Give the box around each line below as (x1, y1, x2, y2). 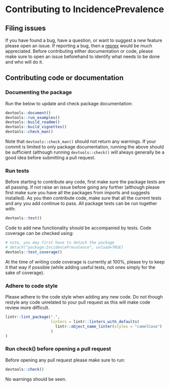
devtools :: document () (5, 110, 51, 115)
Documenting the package (5, 89, 72, 96)
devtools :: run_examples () (5, 115, 60, 120)
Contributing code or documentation (5, 74, 124, 82)
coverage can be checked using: (5, 230, 74, 236)
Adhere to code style (5, 282, 58, 289)
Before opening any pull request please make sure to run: (5, 357, 125, 363)
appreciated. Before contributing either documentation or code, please (5, 48, 153, 54)
